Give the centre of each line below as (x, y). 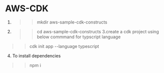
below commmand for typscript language (79, 37)
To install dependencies (36, 56)
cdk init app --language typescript (64, 46)
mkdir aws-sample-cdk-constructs (72, 22)
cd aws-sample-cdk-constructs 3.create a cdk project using (98, 31)
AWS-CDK (27, 9)
